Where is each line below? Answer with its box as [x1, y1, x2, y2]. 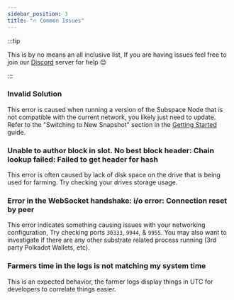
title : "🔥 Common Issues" [7, 17, 85, 24]
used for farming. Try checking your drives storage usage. [7, 178, 178, 187]
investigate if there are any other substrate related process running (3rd [7, 235, 217, 245]
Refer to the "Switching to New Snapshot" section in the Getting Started [7, 120, 218, 128]
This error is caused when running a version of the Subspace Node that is [7, 105, 223, 113]
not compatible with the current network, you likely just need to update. [7, 113, 216, 121]
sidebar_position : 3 [7, 10, 69, 18]
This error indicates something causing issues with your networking [7, 221, 206, 229]
